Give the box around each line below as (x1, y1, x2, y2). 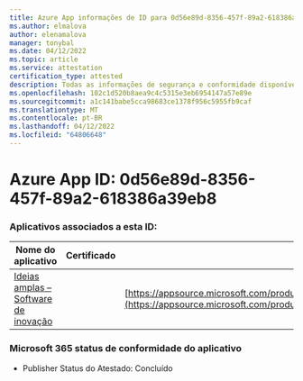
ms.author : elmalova (9, 22, 87, 31)
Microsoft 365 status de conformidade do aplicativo (9, 342, 242, 355)
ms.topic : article (9, 55, 78, 64)
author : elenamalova (9, 30, 87, 39)
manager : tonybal (9, 38, 75, 48)
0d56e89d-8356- (119, 169, 256, 190)
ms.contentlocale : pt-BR (9, 113, 103, 122)
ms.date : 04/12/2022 (9, 47, 87, 56)
